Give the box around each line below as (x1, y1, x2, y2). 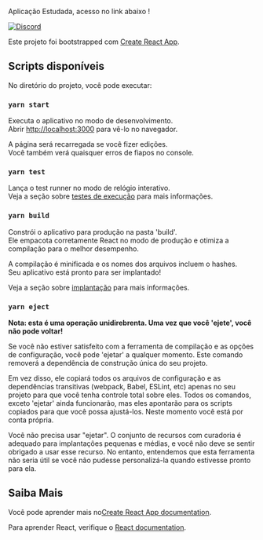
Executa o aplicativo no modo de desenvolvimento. (8, 116, 174, 126)
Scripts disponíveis (8, 60, 104, 73)
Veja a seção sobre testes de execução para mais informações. (8, 192, 214, 201)
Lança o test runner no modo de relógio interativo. (8, 184, 170, 193)
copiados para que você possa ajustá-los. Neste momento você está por (8, 407, 243, 416)
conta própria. (8, 415, 54, 425)
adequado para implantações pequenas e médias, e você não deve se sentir (8, 439, 255, 448)
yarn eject (8, 302, 49, 311)
